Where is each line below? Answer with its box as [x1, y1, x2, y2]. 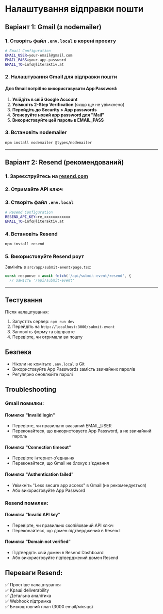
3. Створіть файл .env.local [5, 199, 74, 205]
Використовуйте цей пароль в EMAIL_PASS [12, 117, 104, 123]
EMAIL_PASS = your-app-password [5, 57, 66, 62]
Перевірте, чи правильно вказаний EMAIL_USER [12, 423, 112, 429]
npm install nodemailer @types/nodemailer [5, 140, 92, 145]
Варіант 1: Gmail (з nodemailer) [5, 23, 102, 31]
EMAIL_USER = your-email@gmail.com [5, 53, 73, 58]
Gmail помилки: [5, 400, 45, 407]
